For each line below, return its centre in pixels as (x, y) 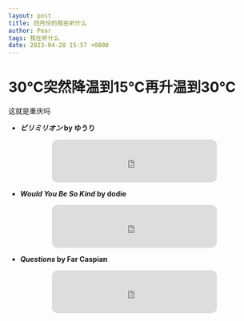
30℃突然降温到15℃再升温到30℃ (122, 87)
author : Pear (30, 30)
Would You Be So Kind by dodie (73, 194)
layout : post (30, 16)
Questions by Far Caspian (64, 260)
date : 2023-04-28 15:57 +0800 (59, 46)
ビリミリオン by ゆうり (58, 128)
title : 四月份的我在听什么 (48, 23)
